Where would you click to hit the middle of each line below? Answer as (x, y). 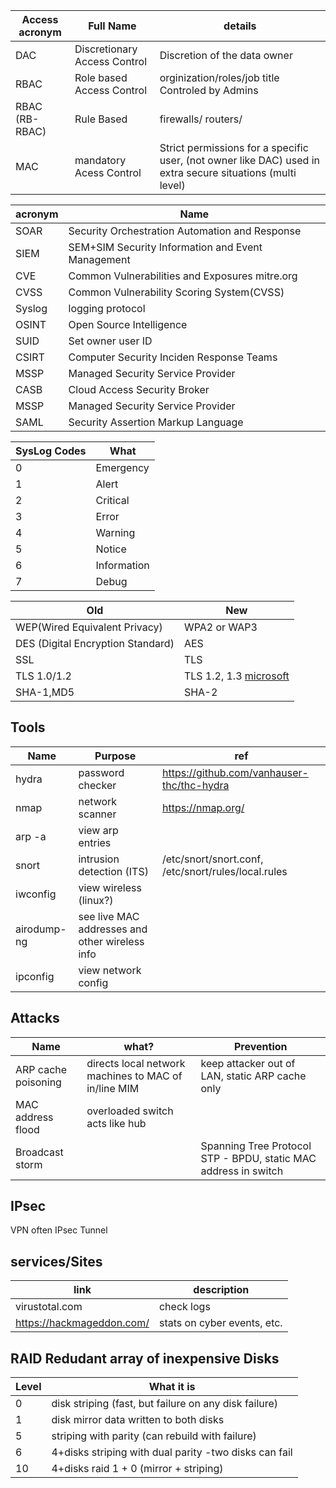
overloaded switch (130, 1111)
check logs (184, 1307)
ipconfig (35, 976)
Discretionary (106, 49)
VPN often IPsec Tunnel (59, 1230)
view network (110, 970)
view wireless (110, 887)
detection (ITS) (113, 871)
